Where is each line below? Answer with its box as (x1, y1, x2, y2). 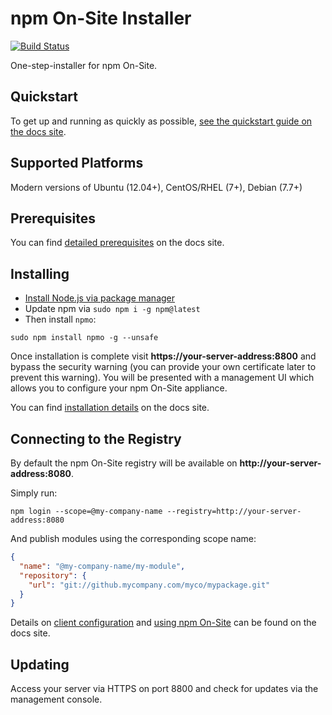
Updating (10, 656, 70, 673)
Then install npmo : (24, 313, 97, 326)
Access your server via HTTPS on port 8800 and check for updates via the (10, 683, 319, 695)
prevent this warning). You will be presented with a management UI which (10, 372, 315, 384)
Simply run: (10, 487, 58, 499)
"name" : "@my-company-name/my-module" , (19, 561, 186, 571)
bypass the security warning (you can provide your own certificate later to (10, 361, 317, 373)
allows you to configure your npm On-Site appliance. (10, 382, 228, 394)
